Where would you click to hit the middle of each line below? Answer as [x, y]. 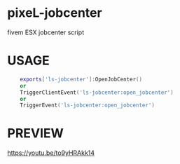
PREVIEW [36, 134]
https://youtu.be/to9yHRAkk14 [51, 153]
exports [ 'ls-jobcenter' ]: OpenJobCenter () [81, 79]
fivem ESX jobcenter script [46, 32]
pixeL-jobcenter [55, 13]
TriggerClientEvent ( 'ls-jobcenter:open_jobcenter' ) [97, 93]
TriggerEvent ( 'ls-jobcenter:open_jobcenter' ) [88, 105]
